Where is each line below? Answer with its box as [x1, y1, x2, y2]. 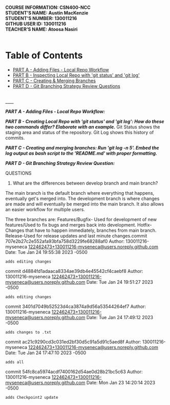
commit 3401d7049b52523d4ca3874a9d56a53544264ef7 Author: [5, 303, 146, 309]
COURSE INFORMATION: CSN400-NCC [5, 5, 91, 10]
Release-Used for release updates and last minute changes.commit [5, 232, 147, 238]
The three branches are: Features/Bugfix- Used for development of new [5, 216, 157, 223]
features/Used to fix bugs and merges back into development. [5, 222, 137, 228]
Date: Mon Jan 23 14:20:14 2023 [86, 379, 155, 385]
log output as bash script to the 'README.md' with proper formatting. [5, 150, 158, 156]
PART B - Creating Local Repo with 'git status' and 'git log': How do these [5, 118, 165, 124]
